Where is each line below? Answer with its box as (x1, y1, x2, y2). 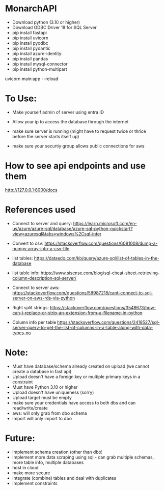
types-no (12, 330, 31, 336)
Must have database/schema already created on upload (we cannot (12, 363, 150, 369)
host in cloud (12, 464, 39, 470)
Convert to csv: (12, 240, 44, 246)
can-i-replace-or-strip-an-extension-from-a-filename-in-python (12, 310, 143, 316)
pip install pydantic (12, 45, 51, 51)
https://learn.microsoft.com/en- (73, 220, 137, 226)
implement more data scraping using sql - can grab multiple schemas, (12, 454, 154, 460)
